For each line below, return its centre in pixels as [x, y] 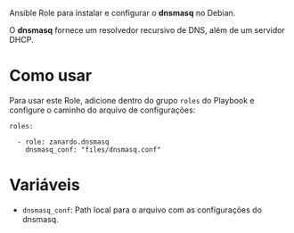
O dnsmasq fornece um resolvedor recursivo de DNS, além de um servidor [147, 30]
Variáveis [45, 185]
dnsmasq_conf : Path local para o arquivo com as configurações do [142, 210]
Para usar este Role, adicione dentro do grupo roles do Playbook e [132, 100]
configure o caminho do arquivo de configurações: [102, 110]
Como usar [51, 76]
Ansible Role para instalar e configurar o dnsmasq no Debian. [122, 13]
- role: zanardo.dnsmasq [63, 142]
